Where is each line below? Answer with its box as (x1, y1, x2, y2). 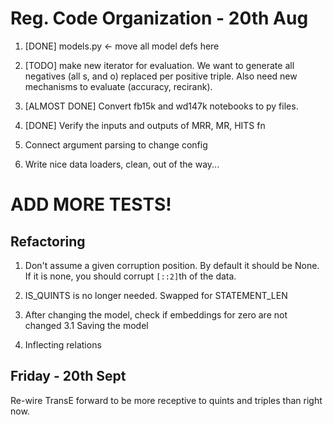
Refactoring (10, 233, 86, 250)
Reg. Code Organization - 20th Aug (10, 7, 309, 30)
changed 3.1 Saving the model (24, 319, 149, 331)
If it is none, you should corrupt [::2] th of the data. (24, 270, 237, 282)
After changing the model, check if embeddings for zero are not (24, 308, 288, 321)
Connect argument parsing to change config (24, 138, 208, 151)
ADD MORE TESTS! (10, 193, 172, 216)
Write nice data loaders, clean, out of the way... (24, 158, 220, 170)
